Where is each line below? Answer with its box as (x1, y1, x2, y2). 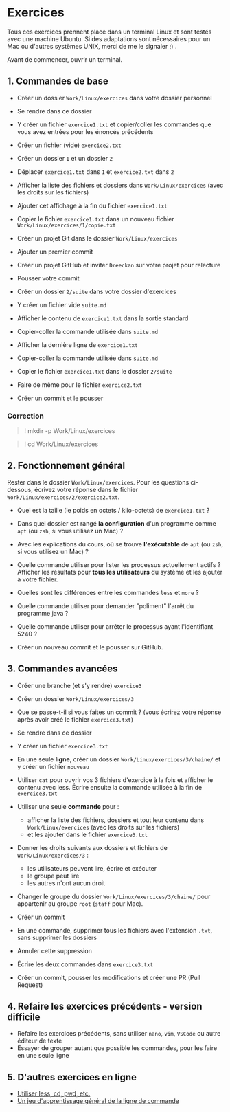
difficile (7, 1012, 41, 1023)
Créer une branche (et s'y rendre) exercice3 (16, 681, 142, 689)
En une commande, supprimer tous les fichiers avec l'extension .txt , (16, 926, 213, 934)
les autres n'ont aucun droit (27, 878, 105, 887)
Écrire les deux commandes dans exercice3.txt (16, 960, 153, 968)
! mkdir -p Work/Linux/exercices (23, 427, 115, 435)
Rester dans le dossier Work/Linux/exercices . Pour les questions (7, 478, 189, 486)
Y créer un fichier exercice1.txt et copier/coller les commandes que (16, 120, 211, 129)
